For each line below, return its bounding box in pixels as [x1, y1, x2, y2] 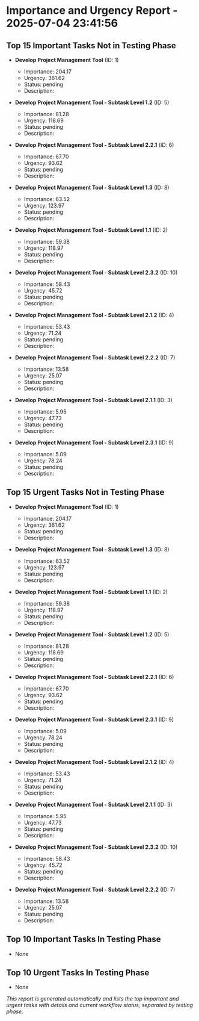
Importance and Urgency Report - [6, 4, 178, 17]
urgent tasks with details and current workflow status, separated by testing [6, 1002, 194, 1009]
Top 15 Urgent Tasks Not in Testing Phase [6, 487, 165, 497]
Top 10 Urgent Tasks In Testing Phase [6, 967, 150, 978]
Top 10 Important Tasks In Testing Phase [6, 934, 161, 945]
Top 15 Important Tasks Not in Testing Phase [6, 40, 176, 51]
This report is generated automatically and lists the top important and [6, 995, 179, 1002]
